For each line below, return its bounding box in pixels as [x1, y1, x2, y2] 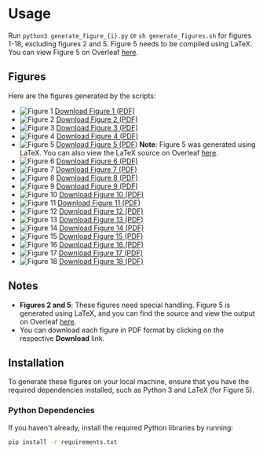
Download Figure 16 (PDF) [58, 240, 144, 249]
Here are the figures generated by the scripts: [8, 91, 156, 101]
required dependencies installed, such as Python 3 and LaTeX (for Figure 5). [8, 386, 255, 395]
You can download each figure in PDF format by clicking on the [19, 325, 225, 335]
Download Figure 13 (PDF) [58, 214, 144, 224]
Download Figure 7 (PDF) [56, 164, 137, 174]
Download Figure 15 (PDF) [58, 231, 144, 240]
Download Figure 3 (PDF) [56, 123, 139, 132]
